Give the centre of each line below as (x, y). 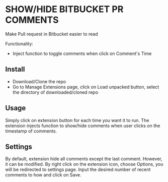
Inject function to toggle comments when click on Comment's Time (82, 53)
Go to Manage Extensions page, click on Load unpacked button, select (86, 87)
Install (15, 69)
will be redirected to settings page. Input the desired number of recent (78, 169)
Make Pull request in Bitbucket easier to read (52, 34)
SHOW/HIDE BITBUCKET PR (64, 9)
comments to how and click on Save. (43, 175)
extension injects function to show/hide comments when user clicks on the (83, 126)
